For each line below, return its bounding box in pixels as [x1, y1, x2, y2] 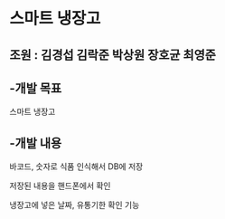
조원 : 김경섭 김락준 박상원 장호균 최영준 [9, 47, 217, 62]
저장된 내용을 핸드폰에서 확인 [9, 180, 111, 191]
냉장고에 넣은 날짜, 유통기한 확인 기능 [9, 200, 140, 211]
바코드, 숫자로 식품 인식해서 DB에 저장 [9, 161, 144, 172]
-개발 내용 [9, 135, 62, 150]
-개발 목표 [9, 81, 62, 96]
